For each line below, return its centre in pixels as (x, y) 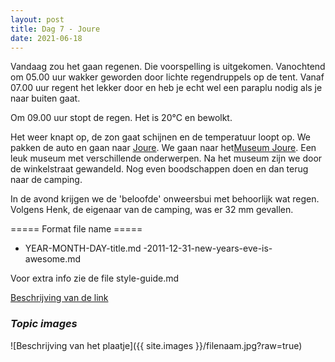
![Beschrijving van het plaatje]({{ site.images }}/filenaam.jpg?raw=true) (156, 345)
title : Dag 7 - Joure (55, 29)
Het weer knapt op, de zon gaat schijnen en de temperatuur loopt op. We (160, 137)
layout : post (37, 19)
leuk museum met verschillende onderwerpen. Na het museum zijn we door (166, 158)
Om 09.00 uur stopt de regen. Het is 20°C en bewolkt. (121, 118)
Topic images (44, 324)
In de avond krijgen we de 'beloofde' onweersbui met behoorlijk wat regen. (165, 199)
